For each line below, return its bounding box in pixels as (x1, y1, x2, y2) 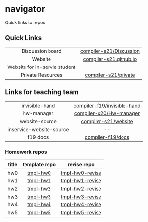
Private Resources (20, 71, 63, 78)
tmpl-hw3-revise (60, 193, 101, 200)
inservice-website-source (7, 126, 69, 133)
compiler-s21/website (80, 118, 133, 125)
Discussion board (21, 47, 62, 54)
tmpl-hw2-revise (60, 185, 101, 192)
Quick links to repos (5, 20, 46, 25)
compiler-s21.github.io (83, 55, 137, 62)
